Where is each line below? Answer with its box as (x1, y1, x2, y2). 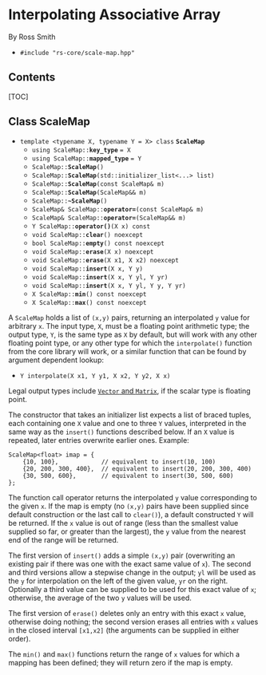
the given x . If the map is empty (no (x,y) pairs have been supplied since (8, 501, 249, 511)
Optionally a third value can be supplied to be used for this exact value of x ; (8, 584, 257, 594)
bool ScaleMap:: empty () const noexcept (31, 239, 165, 247)
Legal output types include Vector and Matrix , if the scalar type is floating (8, 385, 251, 396)
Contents (8, 70, 56, 85)
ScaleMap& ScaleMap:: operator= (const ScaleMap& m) (31, 205, 204, 213)
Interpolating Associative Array (8, 6, 221, 24)
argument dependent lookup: (8, 355, 104, 365)
